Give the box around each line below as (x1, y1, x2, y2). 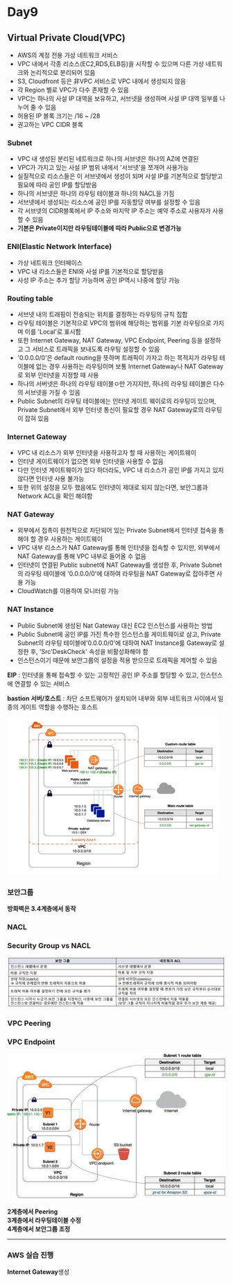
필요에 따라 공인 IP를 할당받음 (17, 181, 97, 189)
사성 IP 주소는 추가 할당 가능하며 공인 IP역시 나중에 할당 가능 (17, 275, 180, 284)
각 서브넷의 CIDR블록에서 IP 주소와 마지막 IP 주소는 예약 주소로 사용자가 (17, 207, 212, 215)
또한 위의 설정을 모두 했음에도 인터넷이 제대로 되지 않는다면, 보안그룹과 (17, 483, 208, 492)
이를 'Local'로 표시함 (24, 327, 81, 336)
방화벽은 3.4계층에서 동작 (7, 904, 76, 913)
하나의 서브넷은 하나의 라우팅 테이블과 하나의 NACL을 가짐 (17, 189, 175, 198)
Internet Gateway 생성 (7, 1267, 70, 1276)
